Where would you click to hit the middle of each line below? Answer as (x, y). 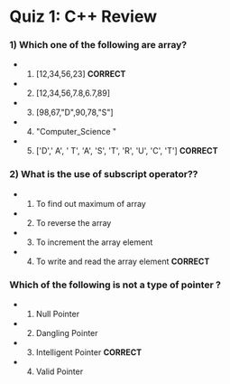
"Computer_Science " (76, 132)
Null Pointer (57, 314)
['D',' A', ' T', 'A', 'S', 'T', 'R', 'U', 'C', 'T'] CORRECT (127, 151)
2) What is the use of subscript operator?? (104, 174)
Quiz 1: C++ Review (83, 17)
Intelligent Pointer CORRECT (89, 352)
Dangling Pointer (67, 333)
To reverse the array (74, 222)
